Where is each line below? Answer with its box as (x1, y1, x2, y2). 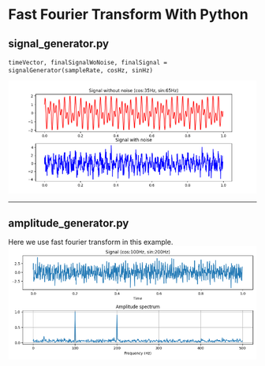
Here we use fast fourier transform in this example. (8, 238, 174, 247)
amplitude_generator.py (8, 216, 129, 230)
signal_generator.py (8, 37, 109, 50)
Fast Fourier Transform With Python (8, 6, 248, 24)
